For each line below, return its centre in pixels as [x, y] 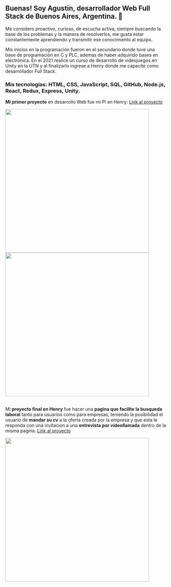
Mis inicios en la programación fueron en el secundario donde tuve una [80, 49]
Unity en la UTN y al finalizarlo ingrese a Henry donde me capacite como [82, 65]
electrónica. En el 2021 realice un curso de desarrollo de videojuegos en [81, 60]
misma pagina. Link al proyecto [38, 431]
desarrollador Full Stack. [31, 71]
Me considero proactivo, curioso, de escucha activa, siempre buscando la [83, 29]
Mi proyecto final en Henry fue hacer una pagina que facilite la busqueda [84, 409]
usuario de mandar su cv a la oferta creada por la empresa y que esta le [81, 420]
